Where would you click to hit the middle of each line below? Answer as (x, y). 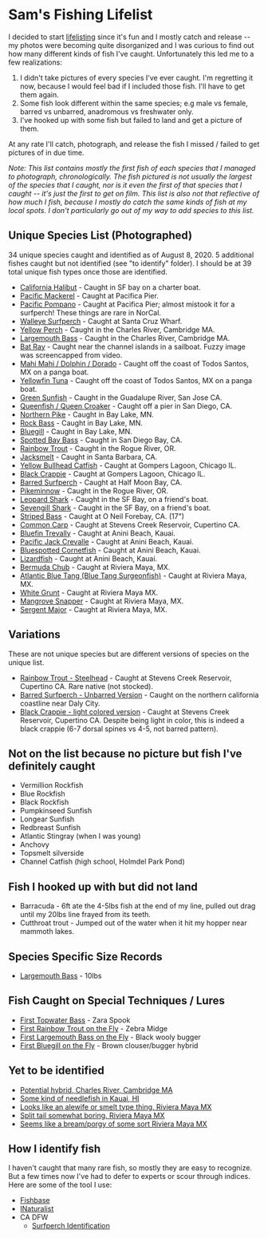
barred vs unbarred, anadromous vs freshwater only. (106, 111)
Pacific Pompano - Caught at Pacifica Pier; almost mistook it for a (127, 304)
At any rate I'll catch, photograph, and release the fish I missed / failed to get (134, 144)
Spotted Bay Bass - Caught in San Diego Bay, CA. (101, 440)
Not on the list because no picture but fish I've (125, 753)
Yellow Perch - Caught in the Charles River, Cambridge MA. (117, 330)
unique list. (26, 662)
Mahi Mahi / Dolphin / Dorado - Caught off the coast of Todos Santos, (134, 363)
